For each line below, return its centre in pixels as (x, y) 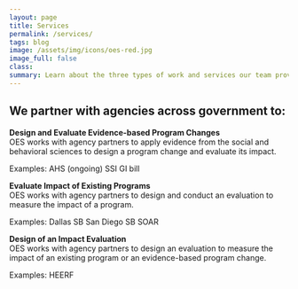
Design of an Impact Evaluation (68, 238)
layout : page (33, 17)
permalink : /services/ (51, 34)
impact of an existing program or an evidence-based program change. (138, 257)
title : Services (39, 26)
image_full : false (43, 59)
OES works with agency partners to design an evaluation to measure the (141, 248)
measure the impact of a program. (72, 204)
